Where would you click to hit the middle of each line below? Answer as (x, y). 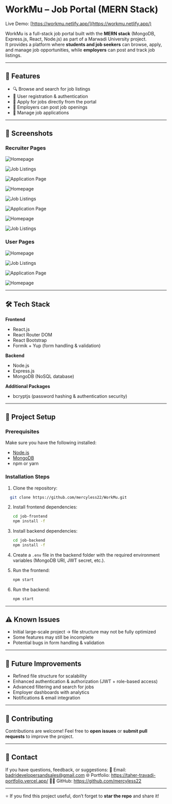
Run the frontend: (31, 570)
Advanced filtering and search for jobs (53, 687)
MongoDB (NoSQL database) (43, 376)
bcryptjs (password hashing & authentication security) (70, 396)
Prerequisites (22, 431)
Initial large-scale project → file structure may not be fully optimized (84, 632)
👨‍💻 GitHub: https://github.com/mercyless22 (95, 781)
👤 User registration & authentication (50, 96)
